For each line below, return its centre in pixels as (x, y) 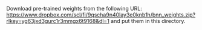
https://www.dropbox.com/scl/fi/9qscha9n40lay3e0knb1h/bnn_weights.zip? (101, 15)
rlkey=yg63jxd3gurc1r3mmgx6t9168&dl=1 (58, 21)
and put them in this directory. (148, 21)
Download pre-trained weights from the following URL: (74, 9)
